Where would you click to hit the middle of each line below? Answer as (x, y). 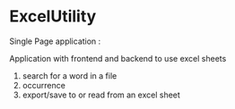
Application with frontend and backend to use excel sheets (118, 58)
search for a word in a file (70, 75)
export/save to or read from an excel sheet (101, 95)
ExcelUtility (53, 17)
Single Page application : (55, 41)
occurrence (44, 85)
